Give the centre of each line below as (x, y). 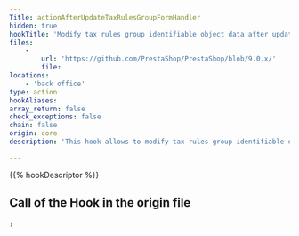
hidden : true (33, 26)
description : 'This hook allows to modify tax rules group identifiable (147, 142)
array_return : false (48, 109)
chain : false (33, 126)
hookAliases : (33, 100)
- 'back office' (56, 84)
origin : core (33, 134)
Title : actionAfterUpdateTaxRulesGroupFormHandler (105, 17)
